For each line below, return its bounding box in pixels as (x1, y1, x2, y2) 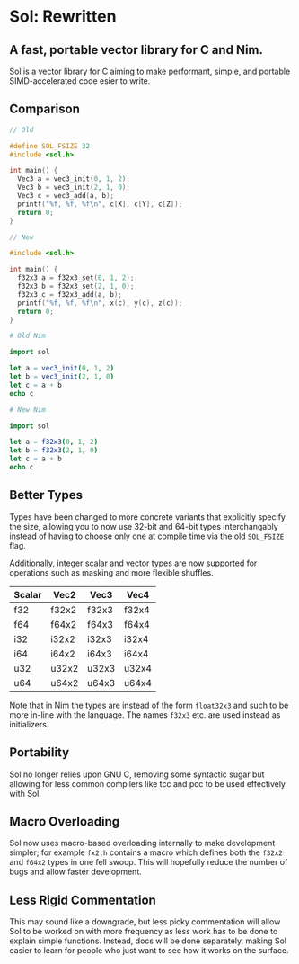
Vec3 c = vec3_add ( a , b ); (17, 192, 115, 201)
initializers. (9, 719, 49, 729)
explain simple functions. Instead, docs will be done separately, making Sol (9, 935, 287, 946)
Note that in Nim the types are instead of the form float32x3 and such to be (9, 700, 289, 710)
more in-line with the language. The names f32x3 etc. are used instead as (9, 709, 281, 720)
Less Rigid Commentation (9, 892, 157, 907)
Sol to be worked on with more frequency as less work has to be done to (9, 926, 278, 937)
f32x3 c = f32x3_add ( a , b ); (17, 290, 123, 299)
